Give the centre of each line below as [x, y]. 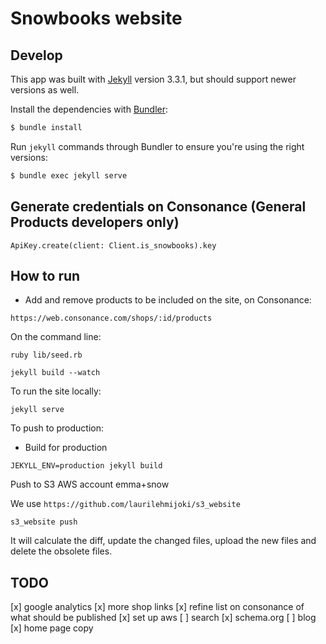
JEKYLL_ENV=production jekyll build [86, 466]
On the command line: [56, 337]
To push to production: [57, 428]
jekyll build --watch [55, 373]
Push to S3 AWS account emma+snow [90, 484]
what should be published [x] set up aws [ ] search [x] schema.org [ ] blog [163, 618]
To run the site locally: [56, 391]
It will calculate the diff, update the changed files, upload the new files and [163, 541]
